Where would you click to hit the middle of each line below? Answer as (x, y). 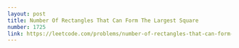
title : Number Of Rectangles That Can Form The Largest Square (103, 20)
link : (15, 34)
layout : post (27, 14)
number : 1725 (27, 27)
